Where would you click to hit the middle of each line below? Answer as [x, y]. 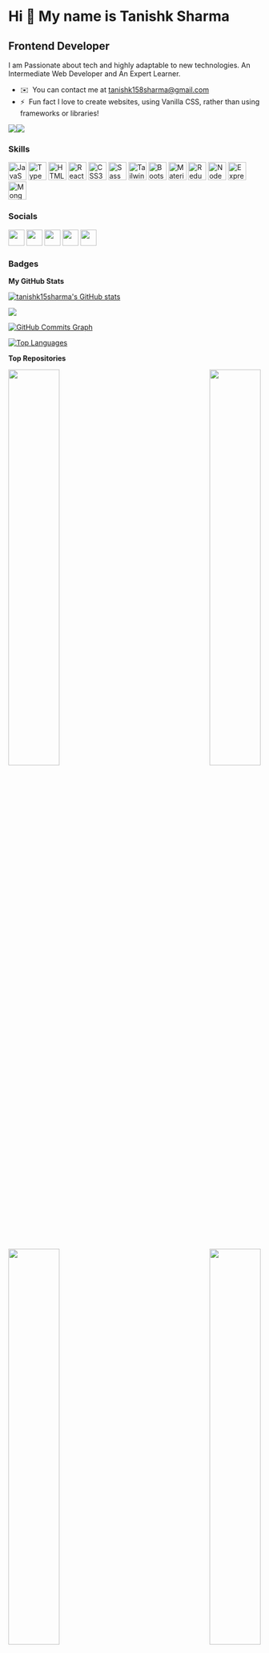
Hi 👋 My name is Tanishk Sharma [119, 16]
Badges [23, 264]
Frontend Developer [59, 46]
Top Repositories [37, 358]
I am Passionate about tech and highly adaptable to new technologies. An [129, 65]
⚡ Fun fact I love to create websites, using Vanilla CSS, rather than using [140, 102]
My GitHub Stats [36, 281]
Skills [19, 149]
